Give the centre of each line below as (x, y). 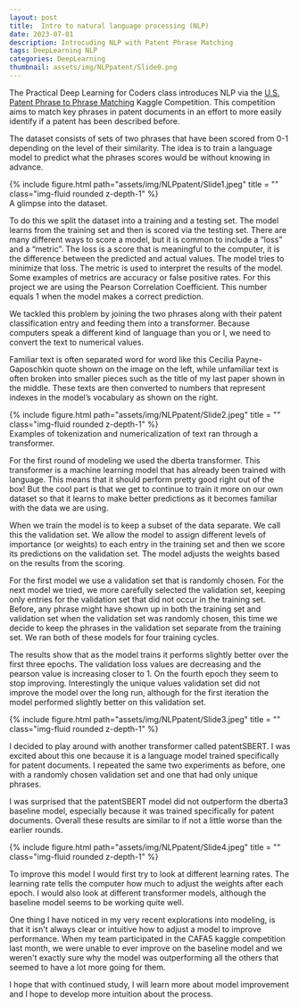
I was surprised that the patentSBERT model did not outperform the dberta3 (149, 801)
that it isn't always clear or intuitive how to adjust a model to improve (135, 929)
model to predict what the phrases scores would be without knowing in (140, 157)
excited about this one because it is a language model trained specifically (144, 755)
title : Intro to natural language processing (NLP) (109, 26)
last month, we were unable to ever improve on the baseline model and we (146, 948)
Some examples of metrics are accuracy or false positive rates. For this (140, 277)
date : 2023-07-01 (42, 34)
